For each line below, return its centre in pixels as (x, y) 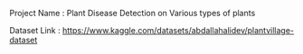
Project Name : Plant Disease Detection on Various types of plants (133, 13)
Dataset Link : (35, 30)
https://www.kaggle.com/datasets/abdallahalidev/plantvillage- (178, 30)
